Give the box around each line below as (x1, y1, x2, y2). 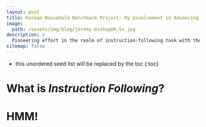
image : (6, 20, 23, 26)
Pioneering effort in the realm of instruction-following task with (12, 37, 191, 44)
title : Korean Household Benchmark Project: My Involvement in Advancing (6, 15, 199, 21)
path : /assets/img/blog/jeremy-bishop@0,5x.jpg (12, 26, 136, 33)
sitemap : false (6, 44, 45, 50)
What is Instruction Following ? (6, 82, 165, 96)
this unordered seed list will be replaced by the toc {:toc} (15, 60, 159, 67)
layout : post (6, 9, 40, 15)
